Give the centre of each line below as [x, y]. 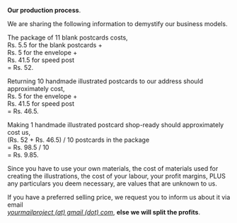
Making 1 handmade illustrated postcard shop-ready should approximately [116, 125]
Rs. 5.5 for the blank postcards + [55, 45]
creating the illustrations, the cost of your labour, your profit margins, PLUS [117, 176]
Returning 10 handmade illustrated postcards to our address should [105, 81]
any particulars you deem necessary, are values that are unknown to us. [112, 183]
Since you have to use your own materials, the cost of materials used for [113, 168]
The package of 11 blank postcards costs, [68, 37]
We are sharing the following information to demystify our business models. [117, 24]
